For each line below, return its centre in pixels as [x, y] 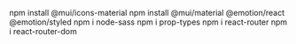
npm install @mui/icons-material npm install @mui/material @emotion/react [147, 13]
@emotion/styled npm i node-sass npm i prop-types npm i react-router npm [148, 22]
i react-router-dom [43, 31]
